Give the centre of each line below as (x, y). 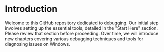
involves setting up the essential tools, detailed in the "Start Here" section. (82, 28)
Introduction (31, 9)
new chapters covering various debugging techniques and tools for (74, 39)
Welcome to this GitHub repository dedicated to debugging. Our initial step (82, 23)
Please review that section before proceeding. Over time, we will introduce (82, 33)
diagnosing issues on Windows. (38, 44)
